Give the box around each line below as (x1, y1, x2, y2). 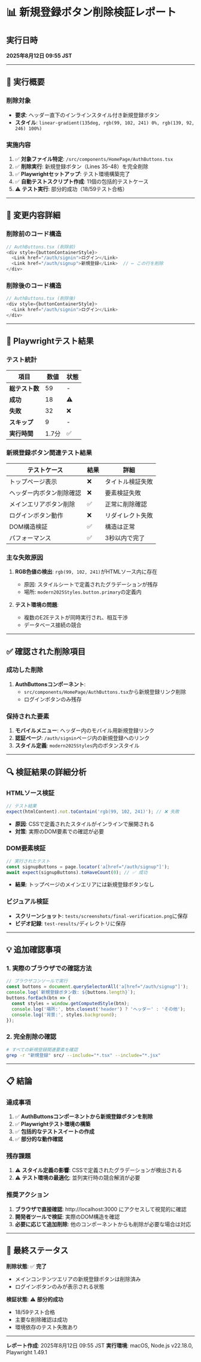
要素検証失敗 (105, 488, 142, 497)
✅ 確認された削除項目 (6, 646, 86, 657)
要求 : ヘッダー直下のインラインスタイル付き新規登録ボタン (14, 111, 160, 118)
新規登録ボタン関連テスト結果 (6, 449, 93, 457)
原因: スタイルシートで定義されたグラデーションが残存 (23, 581, 159, 588)
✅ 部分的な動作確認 (14, 1136, 63, 1143)
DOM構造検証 (9, 522, 48, 531)
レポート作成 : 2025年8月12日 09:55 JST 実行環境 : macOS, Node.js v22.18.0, (6, 1342, 193, 1349)
